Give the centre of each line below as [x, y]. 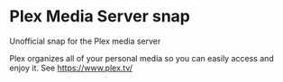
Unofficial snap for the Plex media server [85, 41]
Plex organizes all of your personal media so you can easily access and [142, 58]
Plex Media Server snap [100, 16]
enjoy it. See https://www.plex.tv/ [71, 68]
